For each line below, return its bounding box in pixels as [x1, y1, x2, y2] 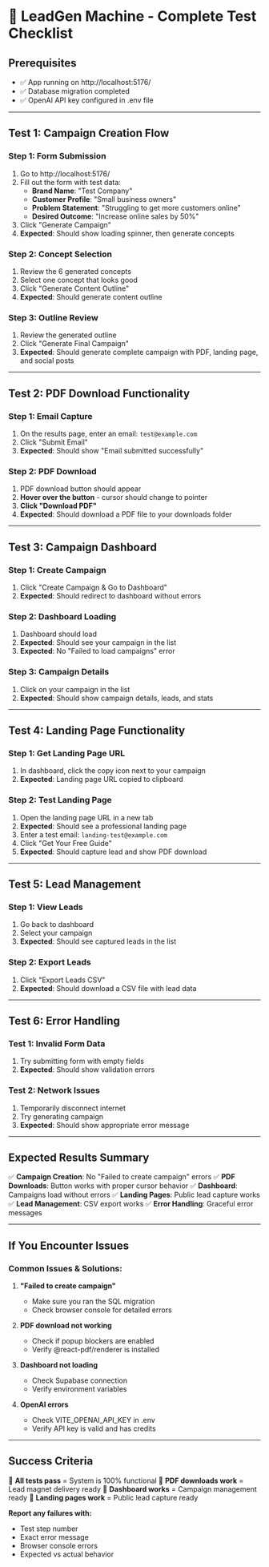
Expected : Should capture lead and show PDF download [19, 847, 207, 856]
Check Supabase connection [31, 1376, 128, 1385]
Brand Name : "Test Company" [31, 186, 133, 195]
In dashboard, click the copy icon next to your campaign [19, 766, 207, 775]
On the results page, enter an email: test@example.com [19, 429, 198, 438]
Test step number [19, 1524, 78, 1533]
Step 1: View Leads [8, 901, 83, 912]
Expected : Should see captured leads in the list [19, 937, 177, 946]
